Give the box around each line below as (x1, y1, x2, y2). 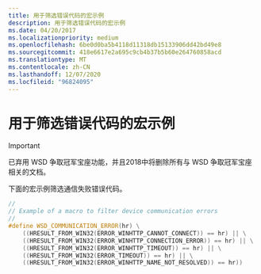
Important (8, 141, 40, 150)
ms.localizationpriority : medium (8, 33, 119, 42)
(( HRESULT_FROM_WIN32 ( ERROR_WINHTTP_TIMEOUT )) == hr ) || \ (22, 244, 222, 252)
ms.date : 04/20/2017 (8, 26, 77, 34)
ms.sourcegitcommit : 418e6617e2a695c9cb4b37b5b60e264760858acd (8, 48, 222, 56)
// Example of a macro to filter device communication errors (8, 207, 218, 215)
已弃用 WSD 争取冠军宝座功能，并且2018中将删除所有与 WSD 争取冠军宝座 (8, 158, 252, 167)
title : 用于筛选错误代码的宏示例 (8, 11, 105, 20)
